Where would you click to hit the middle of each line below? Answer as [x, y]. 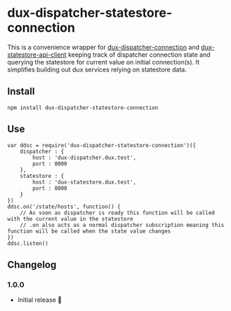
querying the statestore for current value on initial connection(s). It [104, 62]
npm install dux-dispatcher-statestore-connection [83, 108]
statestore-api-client [37, 55]
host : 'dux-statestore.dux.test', [85, 182]
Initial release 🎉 [39, 300]
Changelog [32, 264]
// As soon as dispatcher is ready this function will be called [118, 213]
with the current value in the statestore [70, 219]
